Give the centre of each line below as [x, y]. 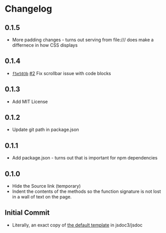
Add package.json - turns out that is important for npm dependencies [85, 158]
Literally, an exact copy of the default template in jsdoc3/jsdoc [77, 225]
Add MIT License [30, 102]
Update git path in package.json [45, 129]
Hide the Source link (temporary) [46, 186]
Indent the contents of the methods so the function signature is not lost [86, 191]
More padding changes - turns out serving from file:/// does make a [83, 40]
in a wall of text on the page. [42, 197]
